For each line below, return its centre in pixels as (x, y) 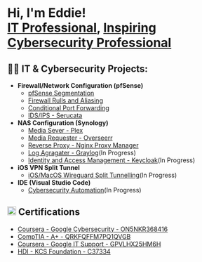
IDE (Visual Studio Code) (54, 183)
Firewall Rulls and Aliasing (66, 100)
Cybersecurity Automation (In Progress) (85, 190)
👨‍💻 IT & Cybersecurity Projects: (78, 68)
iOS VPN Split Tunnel (48, 168)
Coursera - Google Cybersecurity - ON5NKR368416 (93, 229)
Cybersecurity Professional (89, 43)
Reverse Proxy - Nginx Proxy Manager (83, 145)
